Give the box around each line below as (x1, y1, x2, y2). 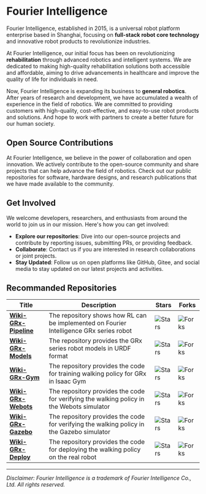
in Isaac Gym (48, 377, 86, 386)
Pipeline (9, 327, 34, 335)
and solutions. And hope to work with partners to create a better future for (6, 113, 194, 121)
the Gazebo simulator (48, 428, 110, 436)
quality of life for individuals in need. (6, 75, 98, 83)
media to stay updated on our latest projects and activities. (15, 265, 164, 272)
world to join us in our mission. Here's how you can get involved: (6, 221, 170, 228)
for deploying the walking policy (48, 446, 141, 454)
